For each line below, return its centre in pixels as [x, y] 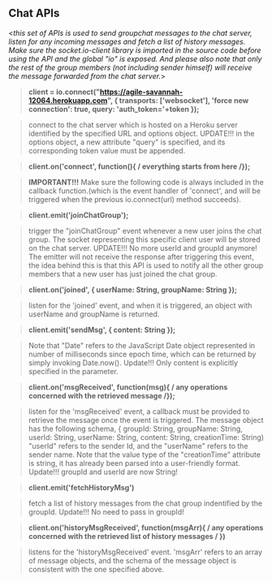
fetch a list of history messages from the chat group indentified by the [145, 503]
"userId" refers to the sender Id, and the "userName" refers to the [138, 446]
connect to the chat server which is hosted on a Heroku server [133, 124]
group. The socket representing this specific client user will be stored [145, 239]
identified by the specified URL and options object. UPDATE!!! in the [141, 133]
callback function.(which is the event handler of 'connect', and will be [145, 191]
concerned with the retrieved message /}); [101, 395]
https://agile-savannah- [141, 92]
